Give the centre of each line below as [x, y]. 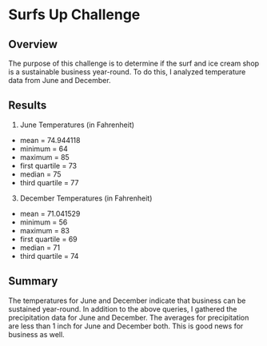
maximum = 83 [45, 230]
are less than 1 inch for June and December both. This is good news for [126, 326]
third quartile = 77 [49, 182]
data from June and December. [60, 80]
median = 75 [40, 174]
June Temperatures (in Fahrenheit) [77, 125]
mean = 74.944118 [50, 140]
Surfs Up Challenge [74, 15]
